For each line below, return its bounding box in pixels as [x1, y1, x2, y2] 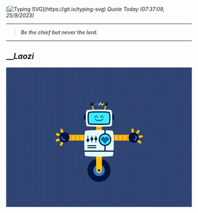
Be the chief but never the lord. [20, 29, 98, 35]
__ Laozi [6, 51, 34, 61]
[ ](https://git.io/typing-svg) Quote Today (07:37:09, [6, 6, 165, 12]
